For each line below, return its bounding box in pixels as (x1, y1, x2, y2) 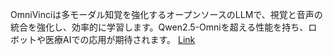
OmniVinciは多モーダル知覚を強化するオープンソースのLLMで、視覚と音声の (10, 9, 323, 20)
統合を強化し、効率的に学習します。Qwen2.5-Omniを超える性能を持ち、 (10, 21, 309, 33)
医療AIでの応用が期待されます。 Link (44, 34, 196, 45)
